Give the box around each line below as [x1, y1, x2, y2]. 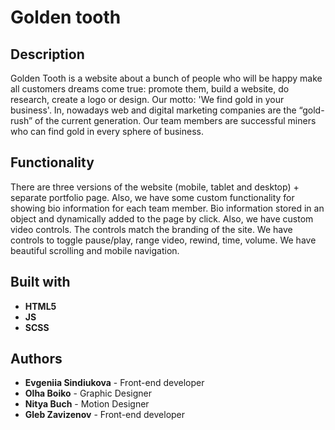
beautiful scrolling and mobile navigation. [10, 244, 180, 256]
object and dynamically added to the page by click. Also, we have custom [10, 212, 314, 225]
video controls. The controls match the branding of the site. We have [10, 223, 293, 235]
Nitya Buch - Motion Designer [24, 398, 150, 410]
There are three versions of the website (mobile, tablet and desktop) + [10, 181, 300, 193]
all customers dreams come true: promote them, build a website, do [10, 83, 290, 95]
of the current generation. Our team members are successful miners [34, 115, 317, 126]
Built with [10, 274, 71, 291]
